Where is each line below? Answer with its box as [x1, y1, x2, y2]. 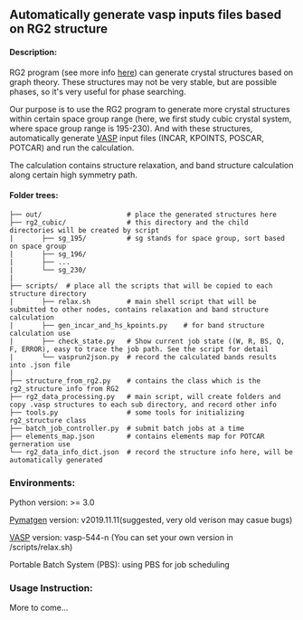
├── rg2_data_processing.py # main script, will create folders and [9, 392, 281, 401]
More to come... [9, 602, 69, 614]
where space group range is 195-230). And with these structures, [9, 122, 253, 134]
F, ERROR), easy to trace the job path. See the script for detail [9, 344, 270, 354]
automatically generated [9, 455, 103, 464]
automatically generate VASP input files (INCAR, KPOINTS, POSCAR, [9, 132, 264, 143]
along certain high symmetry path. [9, 169, 137, 180]
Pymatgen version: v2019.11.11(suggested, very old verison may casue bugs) [9, 515, 293, 526]
